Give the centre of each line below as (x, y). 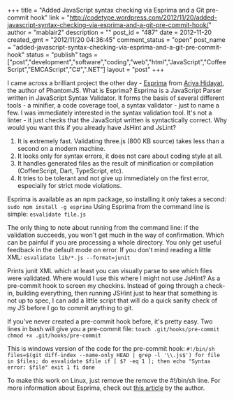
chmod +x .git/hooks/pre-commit (54, 335)
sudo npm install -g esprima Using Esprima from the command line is (109, 206)
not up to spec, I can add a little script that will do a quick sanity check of (112, 300)
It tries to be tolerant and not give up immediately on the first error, (113, 178)
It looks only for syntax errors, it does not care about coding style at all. (120, 156)
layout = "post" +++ (136, 70)
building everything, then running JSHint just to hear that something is (117, 293)
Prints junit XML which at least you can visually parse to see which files (110, 271)
